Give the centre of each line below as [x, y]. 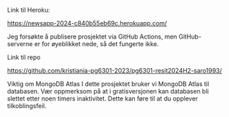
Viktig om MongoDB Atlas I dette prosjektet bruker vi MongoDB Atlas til [108, 84]
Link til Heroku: [29, 10]
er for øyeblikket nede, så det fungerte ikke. [97, 44]
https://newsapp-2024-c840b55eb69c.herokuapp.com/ [87, 23]
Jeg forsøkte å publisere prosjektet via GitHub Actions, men [92, 36]
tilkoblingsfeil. [27, 106]
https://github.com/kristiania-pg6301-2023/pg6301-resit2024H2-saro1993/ [115, 71]
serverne [20, 44]
